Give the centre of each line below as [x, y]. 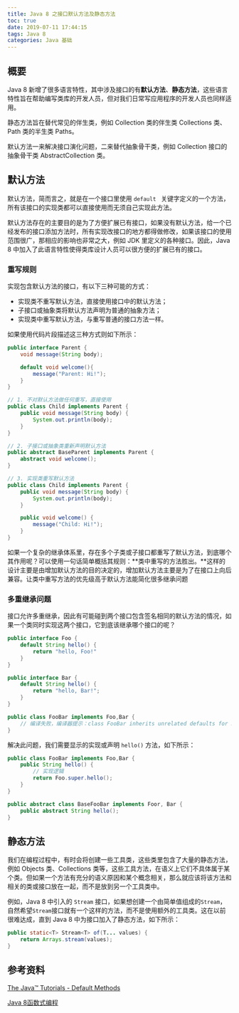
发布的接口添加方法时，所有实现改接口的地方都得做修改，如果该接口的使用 [122, 231]
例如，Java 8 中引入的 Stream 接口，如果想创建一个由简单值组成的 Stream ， [117, 902]
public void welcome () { [57, 518]
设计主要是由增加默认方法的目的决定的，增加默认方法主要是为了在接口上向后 [119, 570]
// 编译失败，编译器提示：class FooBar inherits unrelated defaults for [124, 723]
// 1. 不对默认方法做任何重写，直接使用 [59, 400]
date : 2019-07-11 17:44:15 [47, 27]
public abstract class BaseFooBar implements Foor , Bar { [95, 804]
